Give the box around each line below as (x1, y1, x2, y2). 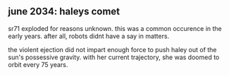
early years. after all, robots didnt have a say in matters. (8, 32, 170, 40)
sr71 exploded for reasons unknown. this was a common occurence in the (8, 24, 223, 32)
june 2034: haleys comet (8, 6, 120, 18)
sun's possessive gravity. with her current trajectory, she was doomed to (8, 53, 220, 61)
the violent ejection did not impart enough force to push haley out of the (8, 45, 217, 53)
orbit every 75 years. (8, 60, 68, 69)
